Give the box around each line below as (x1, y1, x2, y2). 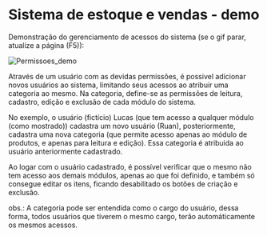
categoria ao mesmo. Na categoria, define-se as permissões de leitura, (8, 88, 243, 98)
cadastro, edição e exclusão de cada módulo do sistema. (8, 97, 196, 106)
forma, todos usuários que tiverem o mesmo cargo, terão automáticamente (8, 211, 256, 221)
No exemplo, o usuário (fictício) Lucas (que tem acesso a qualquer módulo (8, 112, 254, 122)
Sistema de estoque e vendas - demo (8, 6, 260, 24)
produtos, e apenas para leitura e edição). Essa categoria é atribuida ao (8, 138, 244, 147)
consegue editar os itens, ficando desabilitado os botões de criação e (8, 178, 238, 189)
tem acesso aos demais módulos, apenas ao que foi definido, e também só (8, 170, 255, 180)
